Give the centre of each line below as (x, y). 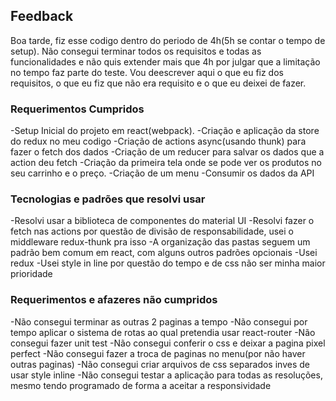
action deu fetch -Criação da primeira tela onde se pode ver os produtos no (166, 163)
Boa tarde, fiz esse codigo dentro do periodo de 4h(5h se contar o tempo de (168, 40)
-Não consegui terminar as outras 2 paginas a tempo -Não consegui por (159, 321)
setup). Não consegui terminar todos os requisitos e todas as (136, 51)
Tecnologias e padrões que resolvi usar (108, 199)
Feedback (42, 16)
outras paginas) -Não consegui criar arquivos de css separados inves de (160, 364)
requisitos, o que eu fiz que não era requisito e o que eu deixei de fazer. (158, 83)
